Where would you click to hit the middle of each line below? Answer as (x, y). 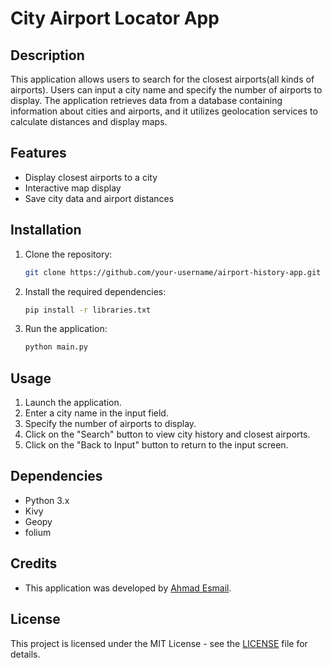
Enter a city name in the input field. (96, 413)
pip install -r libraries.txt (88, 310)
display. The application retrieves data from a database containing (146, 100)
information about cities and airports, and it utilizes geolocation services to (164, 111)
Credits (34, 563)
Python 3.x (47, 500)
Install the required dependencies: (95, 291)
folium (38, 532)
